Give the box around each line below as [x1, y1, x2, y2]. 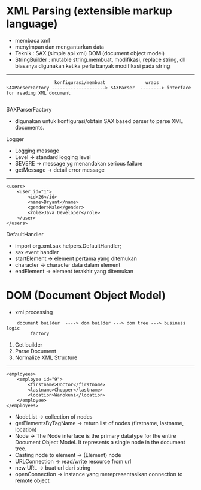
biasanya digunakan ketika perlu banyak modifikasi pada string [14, 62, 170, 70]
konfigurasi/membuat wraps [54, 79, 160, 85]
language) [6, 17, 58, 31]
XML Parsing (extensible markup [6, 4, 172, 18]
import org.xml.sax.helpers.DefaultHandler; [14, 242, 121, 249]
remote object [14, 477, 50, 484]
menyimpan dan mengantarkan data [14, 43, 105, 50]
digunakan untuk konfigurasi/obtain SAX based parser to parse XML [14, 117, 184, 124]
